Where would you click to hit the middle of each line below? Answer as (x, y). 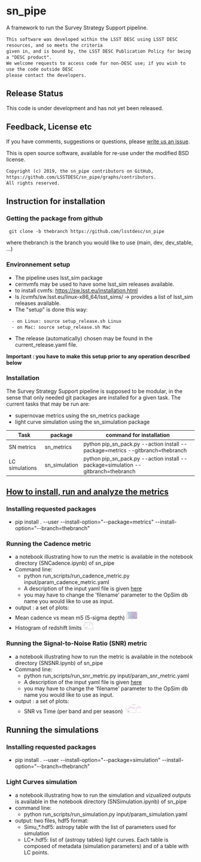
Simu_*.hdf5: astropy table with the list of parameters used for (100, 827)
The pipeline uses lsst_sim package (59, 277)
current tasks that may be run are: (48, 404)
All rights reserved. (33, 183)
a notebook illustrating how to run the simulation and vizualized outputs (103, 795)
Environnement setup (38, 265)
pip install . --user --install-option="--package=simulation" (88, 760)
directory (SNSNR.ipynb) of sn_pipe (59, 663)
